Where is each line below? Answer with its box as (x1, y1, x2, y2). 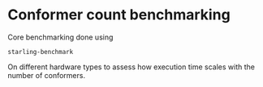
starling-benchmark (7, 48, 74, 56)
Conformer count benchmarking (7, 6, 231, 24)
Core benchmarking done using (7, 32, 114, 42)
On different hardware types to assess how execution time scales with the (7, 62, 255, 72)
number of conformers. (7, 70, 86, 80)
